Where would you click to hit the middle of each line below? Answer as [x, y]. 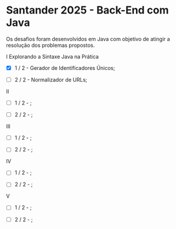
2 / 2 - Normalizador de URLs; [51, 80]
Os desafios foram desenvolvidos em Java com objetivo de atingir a [88, 39]
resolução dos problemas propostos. [50, 45]
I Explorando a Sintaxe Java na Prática [53, 56]
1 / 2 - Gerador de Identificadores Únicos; [65, 68]
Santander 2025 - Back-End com [87, 10]
